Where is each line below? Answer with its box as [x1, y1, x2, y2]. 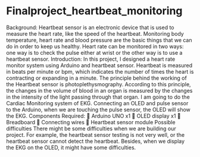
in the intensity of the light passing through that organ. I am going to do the [6, 93, 190, 101]
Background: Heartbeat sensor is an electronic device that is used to [6, 24, 174, 31]
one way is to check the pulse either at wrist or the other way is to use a [6, 49, 183, 56]
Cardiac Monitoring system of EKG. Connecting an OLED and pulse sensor [6, 99, 189, 106]
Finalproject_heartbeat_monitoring [6, 4, 183, 18]
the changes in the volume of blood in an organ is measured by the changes [6, 87, 193, 94]
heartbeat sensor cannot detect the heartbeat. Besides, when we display [6, 137, 185, 145]
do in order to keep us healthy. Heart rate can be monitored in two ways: [6, 43, 184, 50]
